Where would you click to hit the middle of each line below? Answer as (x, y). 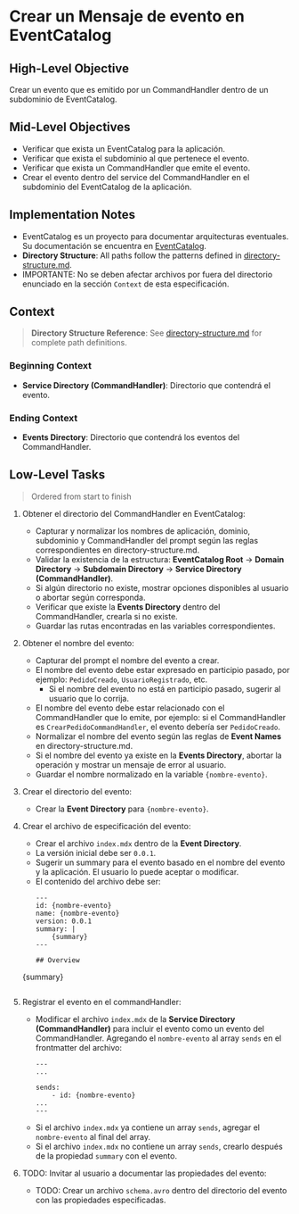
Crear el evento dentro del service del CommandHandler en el (136, 177)
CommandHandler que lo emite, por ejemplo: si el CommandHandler (161, 717)
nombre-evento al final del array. (93, 1136)
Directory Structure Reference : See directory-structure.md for (146, 333)
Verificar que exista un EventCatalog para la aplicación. (123, 148)
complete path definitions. (79, 343)
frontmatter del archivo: (79, 1047)
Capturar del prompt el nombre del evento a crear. (127, 660)
